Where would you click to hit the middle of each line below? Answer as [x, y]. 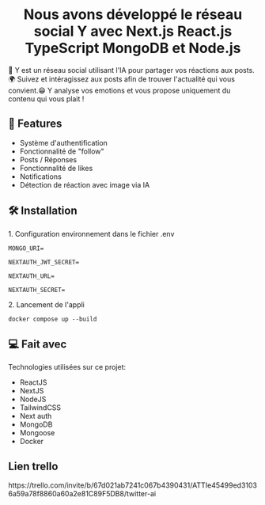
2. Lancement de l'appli [46, 304]
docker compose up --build [53, 319]
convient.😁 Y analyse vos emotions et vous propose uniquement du [119, 90]
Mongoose [37, 433]
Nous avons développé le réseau [133, 15]
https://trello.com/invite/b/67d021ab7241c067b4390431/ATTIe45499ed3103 [132, 485]
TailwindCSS [40, 408]
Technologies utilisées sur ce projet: [67, 367]
